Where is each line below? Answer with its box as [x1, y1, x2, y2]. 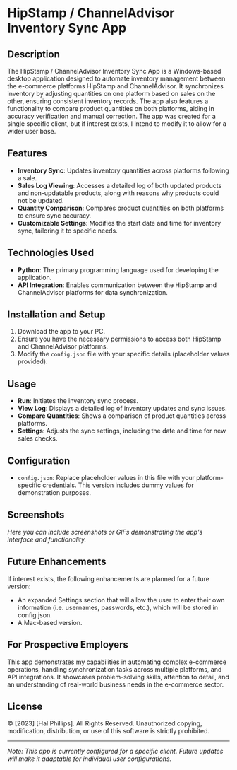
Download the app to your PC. [17, 327, 106, 336]
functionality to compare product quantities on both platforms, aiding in [7, 105, 214, 112]
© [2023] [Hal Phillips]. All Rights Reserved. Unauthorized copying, [7, 719, 202, 728]
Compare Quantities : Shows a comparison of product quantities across [17, 412, 226, 420]
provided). [17, 357, 48, 366]
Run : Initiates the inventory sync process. [17, 397, 139, 405]
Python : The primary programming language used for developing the [17, 265, 219, 274]
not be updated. [17, 196, 65, 204]
